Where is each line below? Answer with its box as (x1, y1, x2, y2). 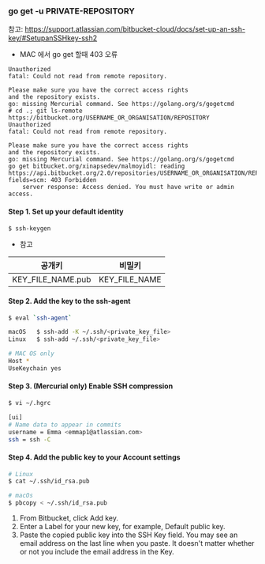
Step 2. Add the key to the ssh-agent (8, 296, 131, 305)
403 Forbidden (50, 176, 97, 184)
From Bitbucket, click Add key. (19, 513, 119, 523)
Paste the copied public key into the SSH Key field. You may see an (19, 530, 238, 539)
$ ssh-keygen (8, 224, 51, 233)
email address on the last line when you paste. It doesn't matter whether (19, 539, 255, 548)
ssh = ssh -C (8, 435, 51, 444)
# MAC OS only (8, 350, 55, 358)
